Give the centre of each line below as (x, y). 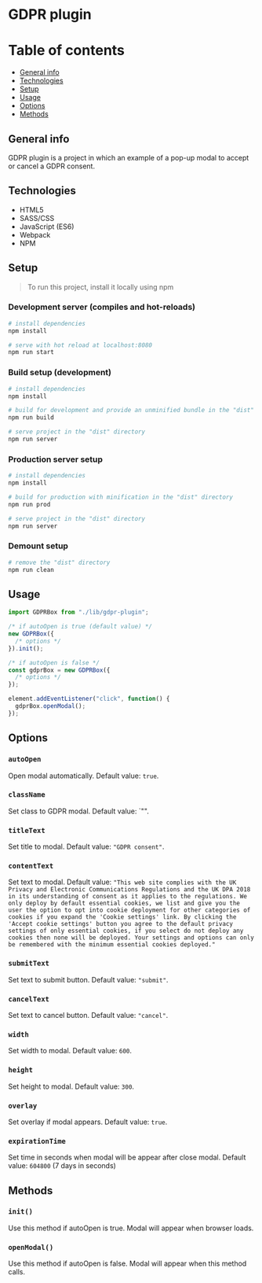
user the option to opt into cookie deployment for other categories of (129, 910)
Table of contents (67, 51)
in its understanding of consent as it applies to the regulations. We (127, 897)
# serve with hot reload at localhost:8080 (80, 345)
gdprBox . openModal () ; (51, 706)
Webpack (35, 234)
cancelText (29, 999)
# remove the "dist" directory (59, 562)
